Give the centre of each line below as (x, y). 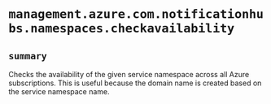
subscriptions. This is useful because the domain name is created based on (135, 83)
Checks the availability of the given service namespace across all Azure (129, 74)
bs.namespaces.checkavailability (122, 29)
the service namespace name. (59, 91)
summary (28, 56)
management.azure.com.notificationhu (136, 14)
